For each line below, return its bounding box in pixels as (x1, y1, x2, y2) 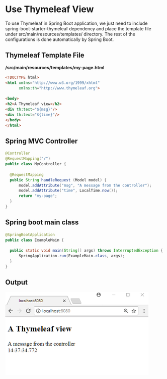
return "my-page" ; (18, 194, 57, 199)
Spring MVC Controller (5, 136, 78, 145)
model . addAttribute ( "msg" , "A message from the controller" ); (18, 183, 152, 188)
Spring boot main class (5, 218, 79, 227)
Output (5, 278, 28, 287)
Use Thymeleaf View (5, 4, 94, 15)
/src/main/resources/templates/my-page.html (5, 64, 105, 70)
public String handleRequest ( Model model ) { (10, 177, 107, 182)
